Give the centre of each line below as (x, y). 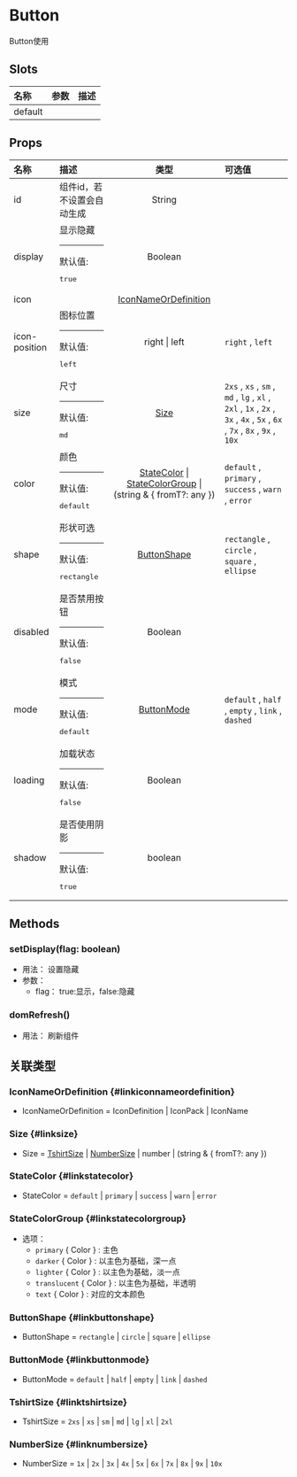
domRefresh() (40, 1015)
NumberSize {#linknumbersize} (79, 1444)
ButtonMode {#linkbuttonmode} (80, 1360)
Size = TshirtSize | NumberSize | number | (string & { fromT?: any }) (145, 1153)
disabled (31, 631)
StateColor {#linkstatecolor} (72, 1176)
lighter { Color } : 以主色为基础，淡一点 (108, 1272)
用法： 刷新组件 (50, 1035)
